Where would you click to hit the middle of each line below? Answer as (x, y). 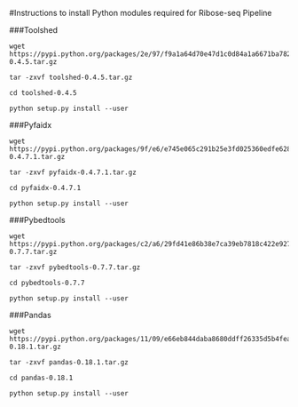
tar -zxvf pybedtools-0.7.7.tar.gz (75, 267)
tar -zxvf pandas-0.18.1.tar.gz (69, 363)
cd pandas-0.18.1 (41, 378)
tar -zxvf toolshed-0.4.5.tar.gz (71, 77)
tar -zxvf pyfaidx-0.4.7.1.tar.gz (73, 172)
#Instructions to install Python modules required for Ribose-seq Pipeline (141, 13)
